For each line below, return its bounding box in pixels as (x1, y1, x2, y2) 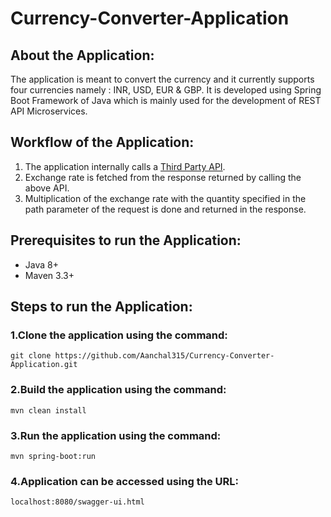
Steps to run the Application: (10, 298, 193, 316)
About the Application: (10, 47, 155, 64)
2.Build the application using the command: (10, 383, 227, 397)
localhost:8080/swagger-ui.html (10, 497, 145, 507)
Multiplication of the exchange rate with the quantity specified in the (24, 192, 307, 204)
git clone (10, 351, 52, 361)
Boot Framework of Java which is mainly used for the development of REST (10, 95, 322, 106)
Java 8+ (24, 258, 59, 271)
